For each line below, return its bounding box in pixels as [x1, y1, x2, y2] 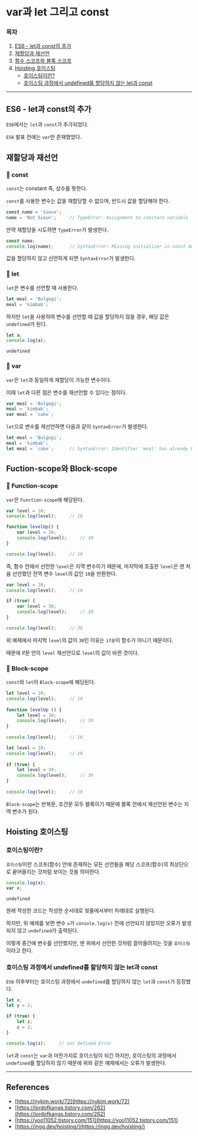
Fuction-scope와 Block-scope [6, 464, 118, 474]
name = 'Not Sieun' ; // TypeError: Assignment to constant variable [6, 214, 189, 221]
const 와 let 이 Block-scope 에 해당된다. [6, 679, 96, 686]
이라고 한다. [6, 947, 34, 954]
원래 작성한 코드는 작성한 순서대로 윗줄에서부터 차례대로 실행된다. [6, 907, 156, 914]
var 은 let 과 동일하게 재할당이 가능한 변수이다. [6, 376, 112, 383]
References [6, 1082, 49, 1092]
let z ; [16, 1019, 33, 1025]
